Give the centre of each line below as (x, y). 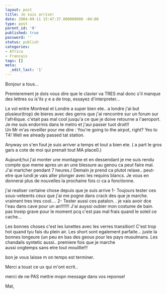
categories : (17, 47)
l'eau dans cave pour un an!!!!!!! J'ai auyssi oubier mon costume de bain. (79, 206)
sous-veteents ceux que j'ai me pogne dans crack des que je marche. (77, 196)
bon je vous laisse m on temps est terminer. (50, 257)
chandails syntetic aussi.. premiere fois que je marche (60, 242)
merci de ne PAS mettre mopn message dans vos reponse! (65, 276)
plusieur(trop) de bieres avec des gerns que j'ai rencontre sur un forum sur (82, 114)
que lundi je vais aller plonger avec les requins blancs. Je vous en (82, 175)
